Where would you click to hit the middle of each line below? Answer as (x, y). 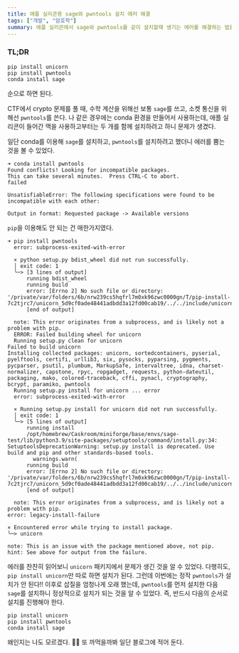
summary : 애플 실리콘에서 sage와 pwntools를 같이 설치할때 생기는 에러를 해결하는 (115, 27)
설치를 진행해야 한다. (36, 602)
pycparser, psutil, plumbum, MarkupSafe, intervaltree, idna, (101, 366)
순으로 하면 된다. (30, 93)
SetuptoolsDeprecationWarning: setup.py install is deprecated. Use (111, 446)
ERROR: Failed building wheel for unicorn (78, 334)
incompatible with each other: (54, 201)
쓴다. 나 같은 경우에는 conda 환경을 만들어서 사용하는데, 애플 (137, 117)
